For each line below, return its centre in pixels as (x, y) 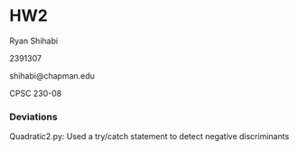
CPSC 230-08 (36, 93)
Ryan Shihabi (34, 41)
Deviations (33, 117)
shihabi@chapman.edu (52, 75)
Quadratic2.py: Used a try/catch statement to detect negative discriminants (149, 137)
